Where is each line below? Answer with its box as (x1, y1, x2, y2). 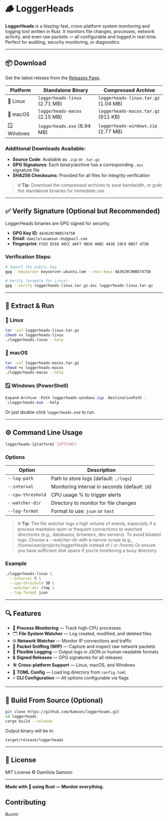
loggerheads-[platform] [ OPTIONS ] (5, 442, 77, 447)
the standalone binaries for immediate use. (17, 188, 106, 194)
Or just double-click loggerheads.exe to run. (5, 409, 95, 415)
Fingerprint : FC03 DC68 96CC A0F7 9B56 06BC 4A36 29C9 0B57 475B (12, 240, 149, 246)
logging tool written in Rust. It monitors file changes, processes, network (5, 28, 155, 34)
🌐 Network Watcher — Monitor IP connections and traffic (12, 638, 132, 644)
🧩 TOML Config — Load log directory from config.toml (12, 669, 126, 675)
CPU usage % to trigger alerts (50, 491, 121, 498)
